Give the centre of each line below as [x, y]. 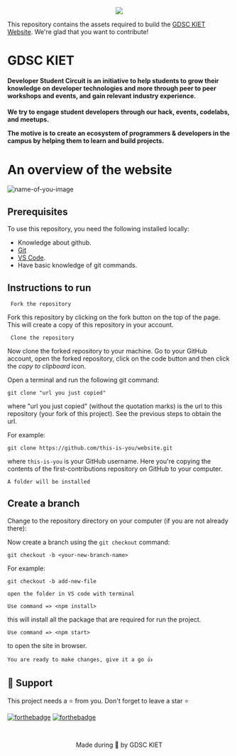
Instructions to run [49, 288]
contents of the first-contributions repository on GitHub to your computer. [115, 469]
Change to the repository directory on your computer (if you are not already [118, 521]
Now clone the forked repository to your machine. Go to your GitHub [108, 351]
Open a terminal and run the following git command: [83, 380]
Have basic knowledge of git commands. [77, 265]
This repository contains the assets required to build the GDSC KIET [106, 24]
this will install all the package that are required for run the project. [104, 619]
